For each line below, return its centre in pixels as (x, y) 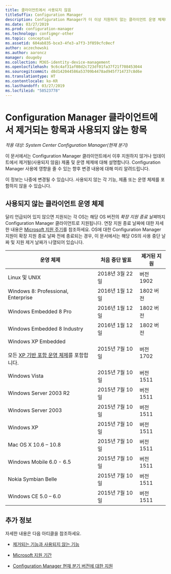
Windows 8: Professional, (38, 291)
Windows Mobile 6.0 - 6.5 (39, 462)
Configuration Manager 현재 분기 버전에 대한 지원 (63, 566)
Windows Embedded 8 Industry (46, 329)
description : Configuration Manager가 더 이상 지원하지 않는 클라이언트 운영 (81, 19)
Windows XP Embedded (37, 342)
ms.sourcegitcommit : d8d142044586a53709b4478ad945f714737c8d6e (74, 72)
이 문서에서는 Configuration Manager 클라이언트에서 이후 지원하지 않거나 (78, 156)
